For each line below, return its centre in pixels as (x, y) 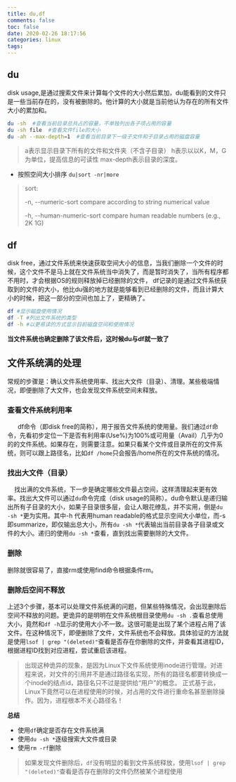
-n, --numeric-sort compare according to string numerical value (117, 202)
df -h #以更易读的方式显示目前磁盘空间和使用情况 (71, 324)
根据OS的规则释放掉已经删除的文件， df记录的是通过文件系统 (132, 281)
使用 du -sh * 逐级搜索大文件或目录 (67, 738)
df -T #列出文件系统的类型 (42, 318)
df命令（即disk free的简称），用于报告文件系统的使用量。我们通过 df (115, 426)
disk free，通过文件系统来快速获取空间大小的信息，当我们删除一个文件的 (112, 263)
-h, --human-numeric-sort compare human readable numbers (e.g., (123, 216)
